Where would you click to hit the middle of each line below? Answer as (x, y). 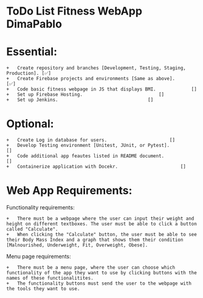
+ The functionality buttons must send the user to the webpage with (99, 283)
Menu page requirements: (39, 256)
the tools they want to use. (43, 289)
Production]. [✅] (29, 73)
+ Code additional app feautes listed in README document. (85, 156)
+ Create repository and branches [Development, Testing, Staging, (96, 68)
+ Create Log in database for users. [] (91, 140)
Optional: (30, 124)
